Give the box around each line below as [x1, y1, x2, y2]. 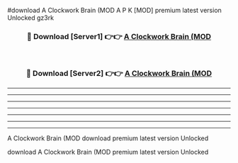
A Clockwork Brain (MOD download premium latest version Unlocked [7, 134, 209, 142]
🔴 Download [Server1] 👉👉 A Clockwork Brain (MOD [27, 31, 211, 41]
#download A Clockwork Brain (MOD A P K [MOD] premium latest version [7, 6, 222, 14]
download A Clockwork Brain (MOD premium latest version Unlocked [7, 147, 209, 156]
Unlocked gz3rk [7, 13, 55, 22]
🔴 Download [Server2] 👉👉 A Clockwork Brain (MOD [25, 69, 212, 79]
